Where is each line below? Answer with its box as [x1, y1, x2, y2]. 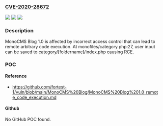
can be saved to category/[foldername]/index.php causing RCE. [5, 49, 134, 55]
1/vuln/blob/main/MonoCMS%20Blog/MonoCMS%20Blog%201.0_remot [12, 89, 158, 95]
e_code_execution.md [12, 94, 56, 100]
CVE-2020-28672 [5, 3, 49, 10]
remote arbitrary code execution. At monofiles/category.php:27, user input [5, 43, 156, 49]
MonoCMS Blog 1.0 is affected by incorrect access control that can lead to [5, 38, 156, 44]
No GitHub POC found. [5, 116, 51, 122]
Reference [5, 73, 27, 79]
